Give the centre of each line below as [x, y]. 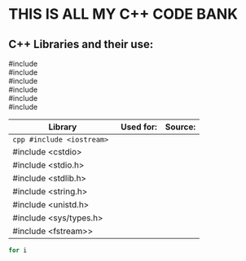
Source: [180, 127]
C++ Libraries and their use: [81, 44]
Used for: [139, 127]
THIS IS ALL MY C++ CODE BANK [123, 14]
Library [63, 127]
